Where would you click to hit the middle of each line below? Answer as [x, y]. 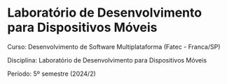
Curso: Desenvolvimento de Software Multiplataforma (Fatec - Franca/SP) [114, 47]
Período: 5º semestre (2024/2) [51, 74]
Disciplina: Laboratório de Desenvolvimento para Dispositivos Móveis [107, 60]
